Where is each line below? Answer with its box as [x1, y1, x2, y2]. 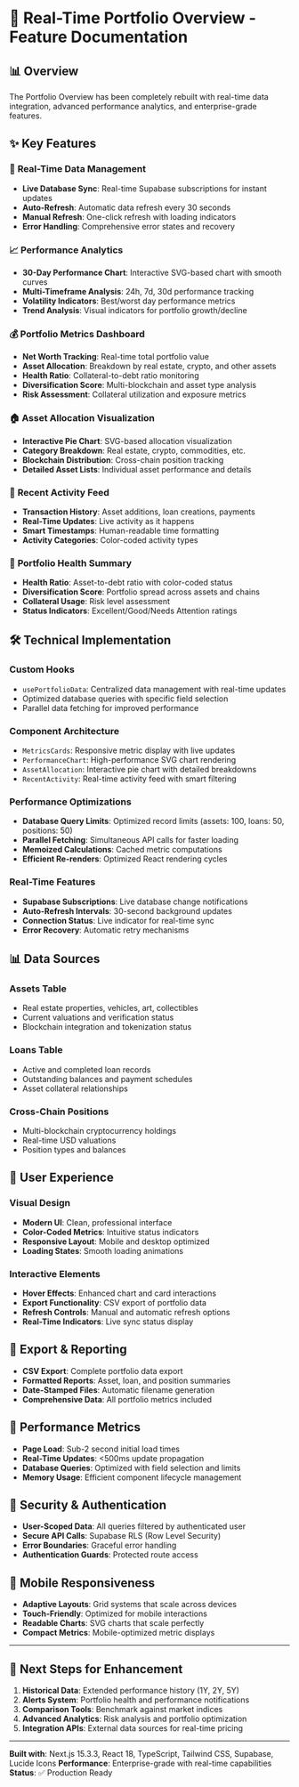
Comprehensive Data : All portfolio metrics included [21, 1394, 212, 1404]
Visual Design [9, 1197, 71, 1209]
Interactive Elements [9, 1267, 101, 1280]
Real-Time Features [9, 876, 96, 888]
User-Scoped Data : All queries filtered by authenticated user [21, 1521, 246, 1532]
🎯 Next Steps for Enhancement [9, 1662, 183, 1677]
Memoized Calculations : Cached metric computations [21, 845, 222, 855]
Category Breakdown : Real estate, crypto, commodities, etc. [21, 445, 246, 456]
